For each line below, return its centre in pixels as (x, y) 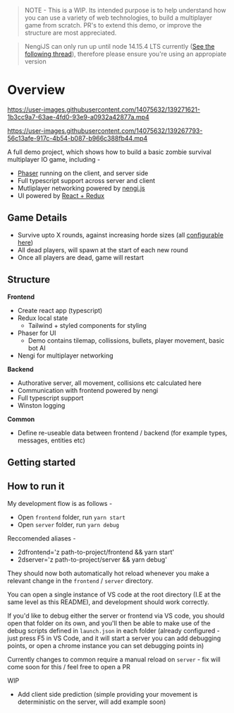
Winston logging (41, 405)
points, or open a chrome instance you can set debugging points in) (106, 645)
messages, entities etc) (51, 440)
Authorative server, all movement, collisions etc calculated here (110, 383)
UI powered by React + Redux (61, 195)
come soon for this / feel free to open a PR (69, 666)
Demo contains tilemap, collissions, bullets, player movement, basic (126, 340)
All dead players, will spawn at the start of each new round (103, 249)
